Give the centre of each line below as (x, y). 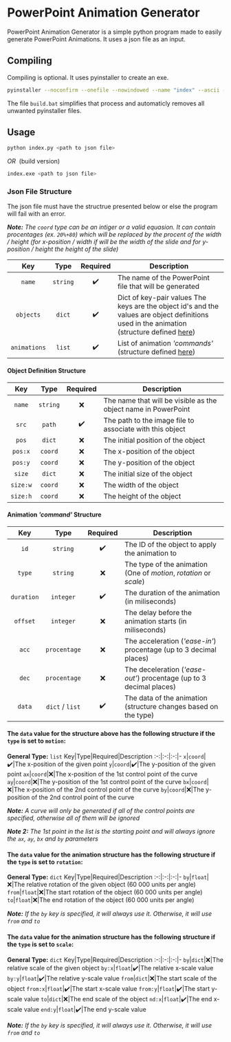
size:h (21, 496)
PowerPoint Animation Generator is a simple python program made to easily (114, 32)
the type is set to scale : (41, 944)
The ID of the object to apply (170, 544)
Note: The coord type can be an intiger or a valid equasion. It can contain (111, 227)
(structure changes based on (172, 706)
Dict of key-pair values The (162, 298)
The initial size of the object (148, 474)
